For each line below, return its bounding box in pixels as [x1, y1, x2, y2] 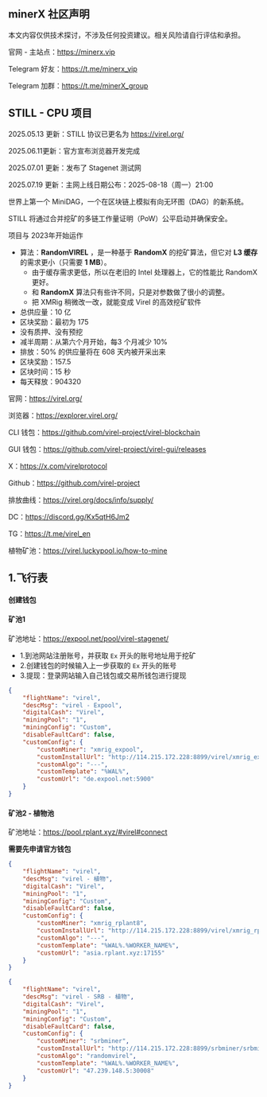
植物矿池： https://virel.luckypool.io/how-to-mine [8, 546, 168, 555]
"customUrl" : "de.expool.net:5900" [37, 775, 155, 784]
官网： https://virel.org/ [8, 393, 83, 403]
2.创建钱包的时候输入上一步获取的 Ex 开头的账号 [19, 660, 177, 670]
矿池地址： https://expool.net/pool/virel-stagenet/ [8, 633, 169, 643]
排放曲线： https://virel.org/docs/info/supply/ [8, 495, 154, 504]
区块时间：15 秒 [19, 367, 72, 376]
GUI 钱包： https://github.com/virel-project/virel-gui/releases [8, 444, 207, 453]
